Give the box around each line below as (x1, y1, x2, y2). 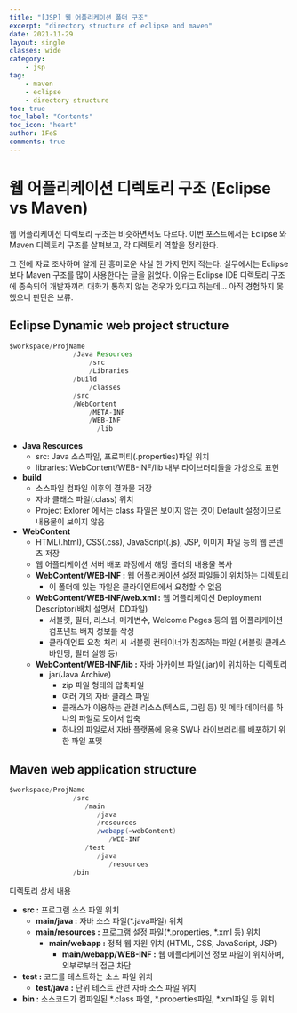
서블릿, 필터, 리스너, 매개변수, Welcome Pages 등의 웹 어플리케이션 (48, 615, 283, 626)
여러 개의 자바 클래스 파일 (61, 691, 150, 701)
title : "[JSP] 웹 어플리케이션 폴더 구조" (9, 12, 148, 22)
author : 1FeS (9, 129, 58, 138)
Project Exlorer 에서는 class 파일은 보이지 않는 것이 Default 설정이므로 (35, 505, 282, 516)
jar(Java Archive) (48, 669, 112, 680)
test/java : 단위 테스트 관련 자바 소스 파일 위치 (35, 982, 197, 993)
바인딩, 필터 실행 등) (48, 648, 118, 659)
